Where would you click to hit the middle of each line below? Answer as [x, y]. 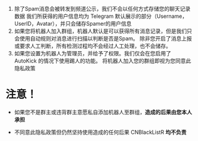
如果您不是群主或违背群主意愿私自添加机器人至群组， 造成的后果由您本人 [103, 112]
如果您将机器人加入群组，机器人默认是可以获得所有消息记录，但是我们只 [103, 31]
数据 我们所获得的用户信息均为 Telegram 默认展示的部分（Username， [101, 16]
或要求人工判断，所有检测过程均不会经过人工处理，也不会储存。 [92, 46]
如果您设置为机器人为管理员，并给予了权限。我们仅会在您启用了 [92, 53]
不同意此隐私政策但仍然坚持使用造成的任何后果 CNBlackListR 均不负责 [100, 132]
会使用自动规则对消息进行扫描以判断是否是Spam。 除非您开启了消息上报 [103, 38]
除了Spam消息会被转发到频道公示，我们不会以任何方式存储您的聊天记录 [102, 9]
